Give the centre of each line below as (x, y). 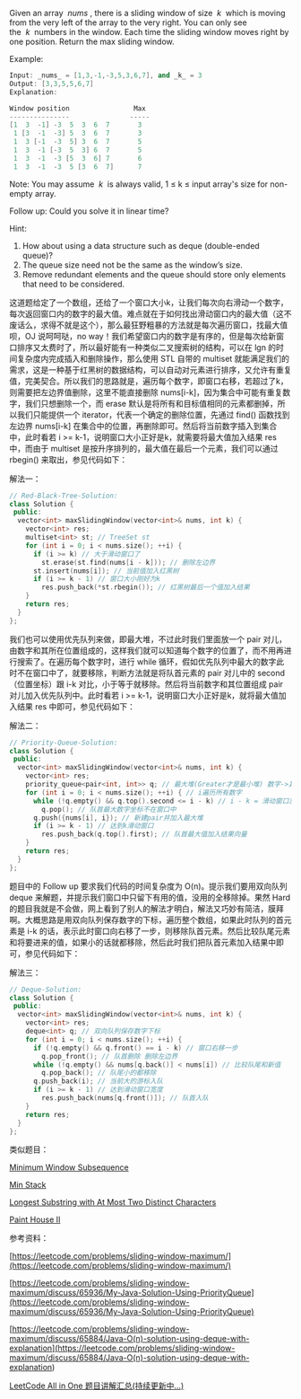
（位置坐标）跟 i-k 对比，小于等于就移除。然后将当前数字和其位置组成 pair (146, 684)
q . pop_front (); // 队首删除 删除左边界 (110, 1056)
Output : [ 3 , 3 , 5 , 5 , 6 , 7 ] (52, 84)
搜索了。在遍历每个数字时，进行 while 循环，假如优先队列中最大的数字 (146, 661)
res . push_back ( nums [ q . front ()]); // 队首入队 (125, 1098)
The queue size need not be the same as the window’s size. (133, 265)
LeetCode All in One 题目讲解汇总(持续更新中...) (97, 1386)
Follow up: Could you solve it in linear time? (89, 211)
